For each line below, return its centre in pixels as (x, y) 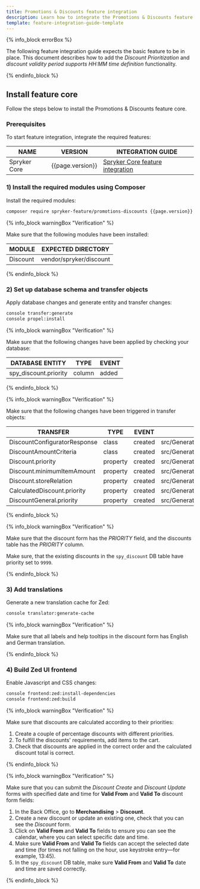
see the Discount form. (43, 824)
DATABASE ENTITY (38, 363)
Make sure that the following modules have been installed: (77, 234)
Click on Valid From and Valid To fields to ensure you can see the (95, 830)
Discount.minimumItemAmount (52, 471)
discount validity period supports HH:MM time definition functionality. (92, 64)
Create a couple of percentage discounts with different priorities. (94, 733)
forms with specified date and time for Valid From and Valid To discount (95, 793)
